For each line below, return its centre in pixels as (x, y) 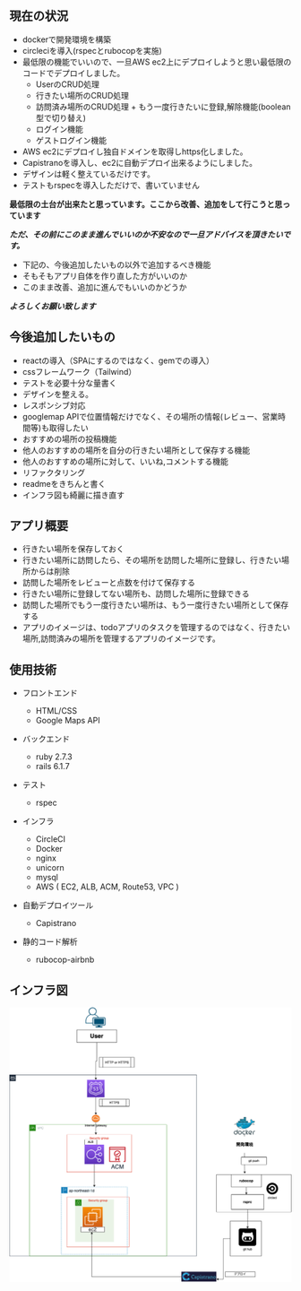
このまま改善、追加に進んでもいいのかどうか (104, 287)
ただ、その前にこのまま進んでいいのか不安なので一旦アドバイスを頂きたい (146, 234)
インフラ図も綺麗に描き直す (73, 495)
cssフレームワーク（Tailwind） (79, 371)
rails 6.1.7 (52, 767)
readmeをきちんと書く (64, 483)
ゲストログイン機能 (71, 140)
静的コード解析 (50, 942)
